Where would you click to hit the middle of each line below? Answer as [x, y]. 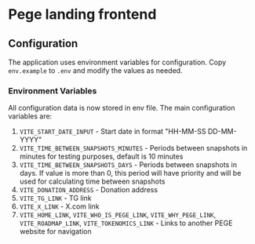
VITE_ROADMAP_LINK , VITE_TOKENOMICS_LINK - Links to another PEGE [126, 223]
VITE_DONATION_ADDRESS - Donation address [89, 190]
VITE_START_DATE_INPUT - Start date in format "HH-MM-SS [113, 132]
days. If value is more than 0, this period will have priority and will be [130, 173]
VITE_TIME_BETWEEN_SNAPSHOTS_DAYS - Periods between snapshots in [128, 165]
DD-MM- [222, 132]
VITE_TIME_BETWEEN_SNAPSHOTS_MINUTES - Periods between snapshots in [133, 148]
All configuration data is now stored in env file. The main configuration [122, 108]
